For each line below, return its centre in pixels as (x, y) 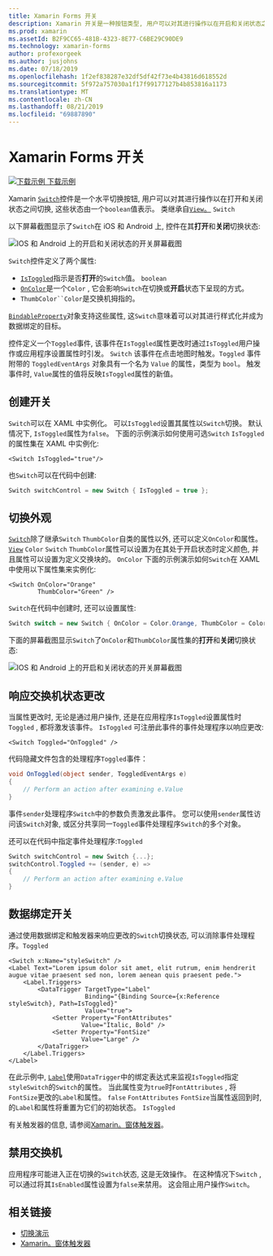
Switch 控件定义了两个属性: (52, 261)
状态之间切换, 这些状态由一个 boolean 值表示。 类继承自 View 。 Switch (122, 209)
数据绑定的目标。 (37, 326)
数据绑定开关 (41, 914)
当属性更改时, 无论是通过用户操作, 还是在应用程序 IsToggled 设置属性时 (125, 717)
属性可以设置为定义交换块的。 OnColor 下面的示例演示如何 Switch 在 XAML (137, 560)
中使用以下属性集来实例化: (52, 569)
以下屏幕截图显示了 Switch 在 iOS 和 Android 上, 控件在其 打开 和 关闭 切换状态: (134, 226)
